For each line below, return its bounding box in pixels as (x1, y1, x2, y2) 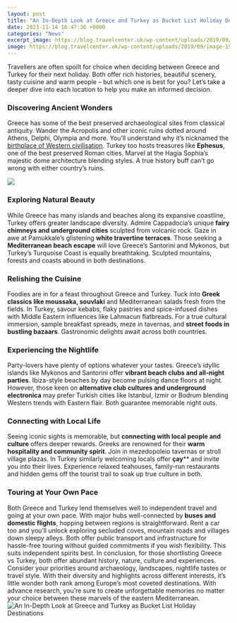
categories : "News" (7, 30, 65, 37)
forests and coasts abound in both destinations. (7, 256, 146, 264)
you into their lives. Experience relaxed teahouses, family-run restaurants (7, 462, 220, 471)
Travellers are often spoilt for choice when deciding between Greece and (7, 63, 220, 71)
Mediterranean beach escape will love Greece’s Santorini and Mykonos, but (7, 241, 229, 250)
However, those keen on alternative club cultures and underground (7, 383, 207, 392)
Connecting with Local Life (7, 417, 101, 426)
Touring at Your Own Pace (7, 487, 99, 497)
